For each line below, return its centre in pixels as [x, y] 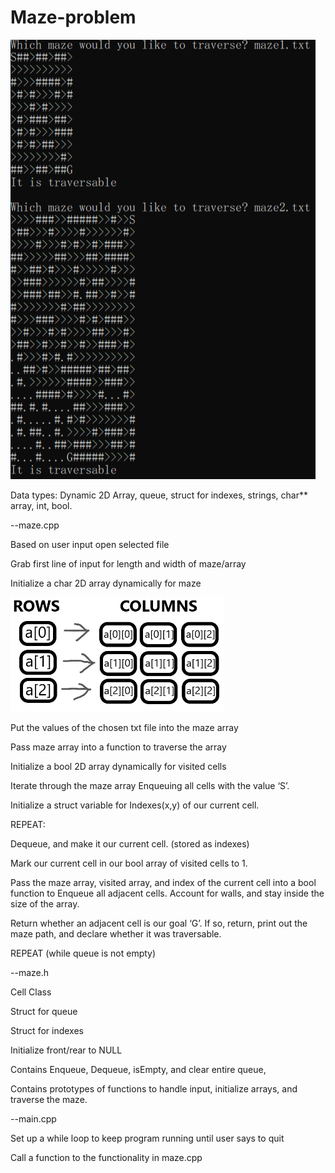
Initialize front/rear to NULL [66, 1050]
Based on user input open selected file [90, 544]
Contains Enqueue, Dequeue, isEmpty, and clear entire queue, [138, 1069]
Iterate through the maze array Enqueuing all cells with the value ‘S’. [150, 785]
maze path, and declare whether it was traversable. [116, 933]
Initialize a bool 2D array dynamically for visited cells [118, 766]
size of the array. [45, 903]
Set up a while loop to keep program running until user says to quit [147, 1138]
